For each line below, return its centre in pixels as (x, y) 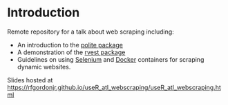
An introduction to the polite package (70, 45)
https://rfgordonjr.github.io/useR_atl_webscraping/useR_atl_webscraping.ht (114, 87)
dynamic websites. (44, 67)
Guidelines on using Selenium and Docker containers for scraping (111, 59)
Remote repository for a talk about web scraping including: (91, 32)
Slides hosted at (30, 80)
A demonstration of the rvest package (71, 52)
